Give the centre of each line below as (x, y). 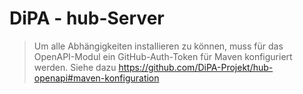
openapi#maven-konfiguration (96, 78)
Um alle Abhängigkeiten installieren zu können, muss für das (158, 46)
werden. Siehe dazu (75, 67)
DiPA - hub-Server (87, 18)
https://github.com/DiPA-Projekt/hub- (196, 67)
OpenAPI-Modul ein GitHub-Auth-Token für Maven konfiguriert (163, 56)
